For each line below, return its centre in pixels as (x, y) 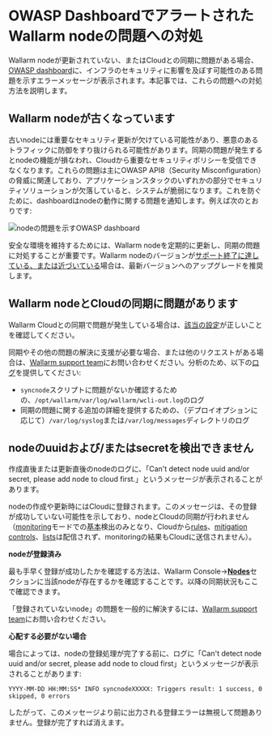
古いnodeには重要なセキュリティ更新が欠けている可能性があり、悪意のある (134, 140)
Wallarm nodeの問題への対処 (106, 36)
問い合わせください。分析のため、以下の (185, 362)
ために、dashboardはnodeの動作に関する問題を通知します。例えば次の (127, 200)
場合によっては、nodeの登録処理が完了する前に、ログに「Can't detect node (135, 654)
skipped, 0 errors (39, 696)
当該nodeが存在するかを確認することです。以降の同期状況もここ (151, 582)
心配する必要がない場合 (47, 636)
